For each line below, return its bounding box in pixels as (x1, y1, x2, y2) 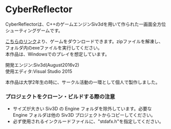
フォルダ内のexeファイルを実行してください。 (5, 44, 102, 50)
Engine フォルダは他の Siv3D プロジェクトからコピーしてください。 (12, 112, 156, 118)
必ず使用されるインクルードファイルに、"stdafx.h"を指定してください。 (12, 118, 164, 124)
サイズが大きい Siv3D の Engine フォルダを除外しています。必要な (12, 106, 152, 112)
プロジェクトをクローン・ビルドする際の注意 (5, 93, 115, 100)
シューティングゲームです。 (5, 27, 63, 34)
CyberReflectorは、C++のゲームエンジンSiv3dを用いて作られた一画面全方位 (5, 21, 166, 27)
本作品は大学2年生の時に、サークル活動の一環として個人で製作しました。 (5, 79, 160, 85)
